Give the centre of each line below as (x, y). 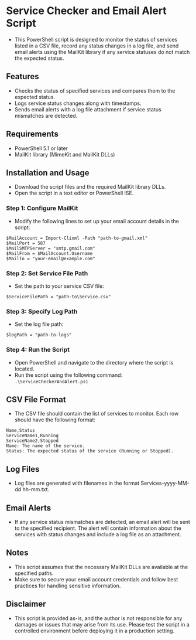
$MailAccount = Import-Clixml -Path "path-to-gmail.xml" (77, 238)
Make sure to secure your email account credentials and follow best (96, 579)
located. (24, 369)
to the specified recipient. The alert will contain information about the (98, 528)
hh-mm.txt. (36, 489)
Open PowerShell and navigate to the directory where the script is (94, 362)
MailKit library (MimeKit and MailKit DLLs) (65, 154)
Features (23, 76)
